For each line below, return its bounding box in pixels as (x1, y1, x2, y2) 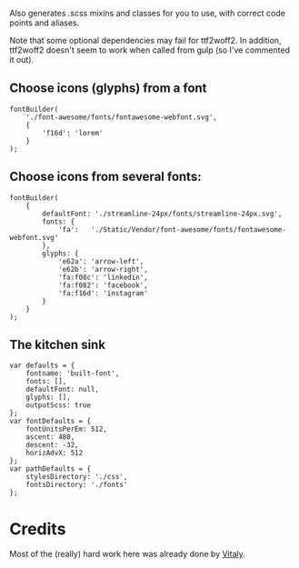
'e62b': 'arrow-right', (57, 264, 148, 274)
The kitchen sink (9, 337, 106, 353)
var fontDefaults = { (9, 417, 92, 426)
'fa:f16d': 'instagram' (57, 288, 148, 298)
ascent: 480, (25, 433, 75, 442)
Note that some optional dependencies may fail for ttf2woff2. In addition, (9, 35, 282, 45)
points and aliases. (9, 17, 80, 28)
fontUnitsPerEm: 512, (25, 424, 107, 434)
